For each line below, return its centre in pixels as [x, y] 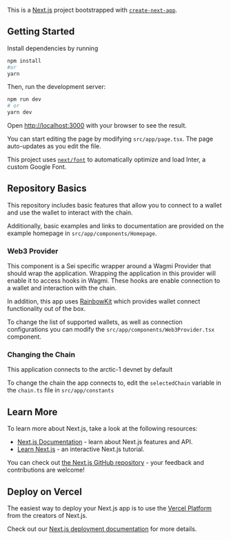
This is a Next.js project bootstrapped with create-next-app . [92, 10]
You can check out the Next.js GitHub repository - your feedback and [106, 463]
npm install [24, 61]
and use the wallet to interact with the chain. [70, 212]
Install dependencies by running [53, 48]
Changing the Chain [41, 354]
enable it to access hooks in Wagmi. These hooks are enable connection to [114, 281]
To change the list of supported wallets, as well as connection [95, 322]
